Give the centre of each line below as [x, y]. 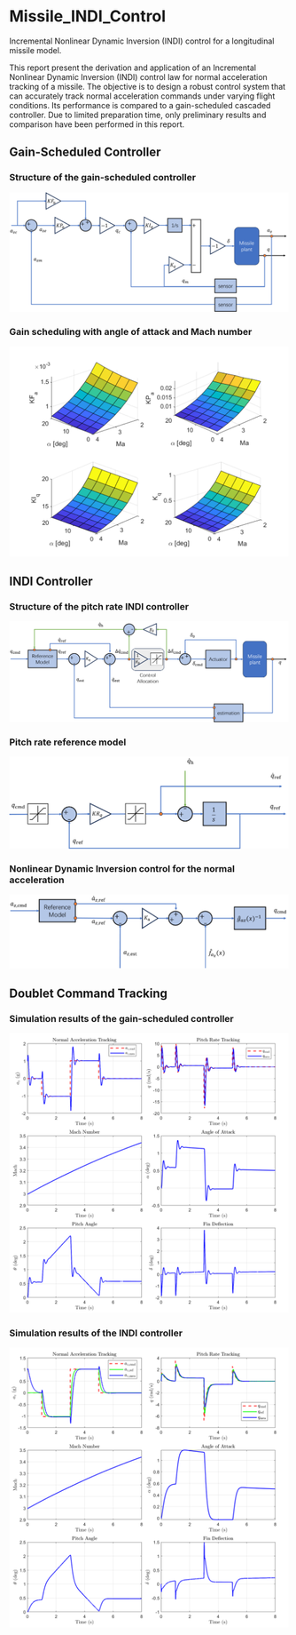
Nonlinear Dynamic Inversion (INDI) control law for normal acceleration [138, 76]
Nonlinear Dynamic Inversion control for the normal [122, 868]
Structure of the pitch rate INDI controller [99, 606]
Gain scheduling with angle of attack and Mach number [131, 332]
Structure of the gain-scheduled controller [103, 178]
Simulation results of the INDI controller [96, 1333]
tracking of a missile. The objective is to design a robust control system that [148, 86]
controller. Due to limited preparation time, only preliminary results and [138, 115]
